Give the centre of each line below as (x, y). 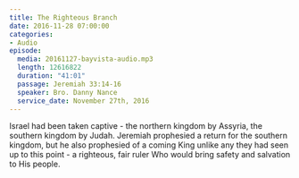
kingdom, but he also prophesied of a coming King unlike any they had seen (149, 145)
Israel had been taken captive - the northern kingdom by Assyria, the (136, 126)
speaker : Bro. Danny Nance (67, 92)
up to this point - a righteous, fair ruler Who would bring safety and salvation (150, 155)
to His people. (35, 164)
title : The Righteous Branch (63, 17)
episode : (25, 51)
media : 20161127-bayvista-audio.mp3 (85, 59)
